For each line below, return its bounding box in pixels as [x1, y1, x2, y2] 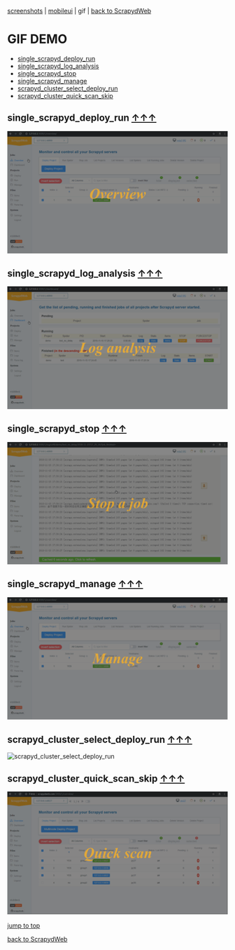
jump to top [7, 921, 41, 930]
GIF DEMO [7, 32, 68, 47]
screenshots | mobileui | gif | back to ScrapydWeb [7, 7, 152, 15]
